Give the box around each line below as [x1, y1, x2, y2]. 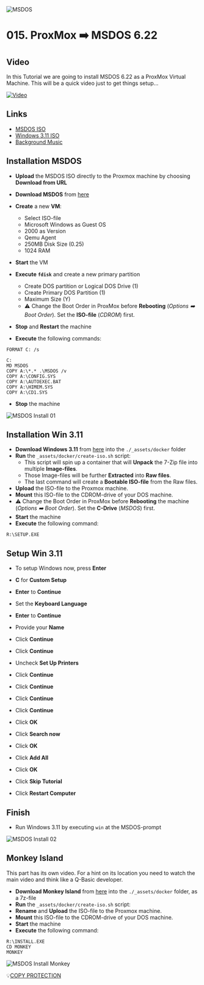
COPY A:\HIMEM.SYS [6, 384, 53, 390]
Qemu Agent [24, 234, 57, 241]
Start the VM [15, 259, 48, 266]
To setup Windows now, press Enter [15, 564, 107, 572]
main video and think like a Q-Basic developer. [6, 876, 123, 883]
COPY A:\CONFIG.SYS [6, 373, 56, 379]
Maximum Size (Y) [24, 295, 71, 303]
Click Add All [15, 754, 49, 761]
